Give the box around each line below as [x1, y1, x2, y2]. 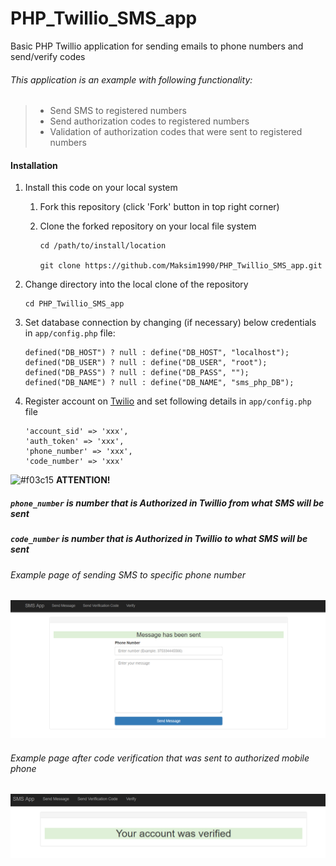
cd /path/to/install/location [39, 241, 167, 251]
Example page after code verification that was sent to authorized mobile [10, 752, 310, 764]
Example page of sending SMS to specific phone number [10, 568, 246, 581]
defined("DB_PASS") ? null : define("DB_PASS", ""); [24, 368, 250, 378]
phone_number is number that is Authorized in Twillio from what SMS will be [10, 497, 325, 509]
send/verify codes [10, 50, 86, 62]
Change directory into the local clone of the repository [24, 278, 249, 291]
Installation [10, 159, 58, 171]
